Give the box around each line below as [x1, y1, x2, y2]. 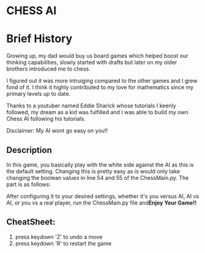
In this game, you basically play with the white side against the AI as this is [6, 161, 194, 168]
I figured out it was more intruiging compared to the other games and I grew [6, 77, 198, 85]
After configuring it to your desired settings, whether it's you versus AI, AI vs [6, 192, 199, 200]
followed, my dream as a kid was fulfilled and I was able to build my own [6, 109, 188, 116]
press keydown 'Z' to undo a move [15, 233, 103, 240]
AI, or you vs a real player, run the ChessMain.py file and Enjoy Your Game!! [6, 199, 197, 206]
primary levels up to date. [6, 90, 71, 98]
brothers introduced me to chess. [6, 65, 91, 72]
